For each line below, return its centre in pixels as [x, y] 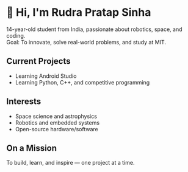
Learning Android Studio [46, 76]
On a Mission [31, 148]
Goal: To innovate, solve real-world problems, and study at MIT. [86, 42]
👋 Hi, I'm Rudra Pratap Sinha [79, 12]
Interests [24, 102]
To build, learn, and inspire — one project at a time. [70, 163]
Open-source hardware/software [57, 129]
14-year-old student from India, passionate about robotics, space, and [94, 29]
